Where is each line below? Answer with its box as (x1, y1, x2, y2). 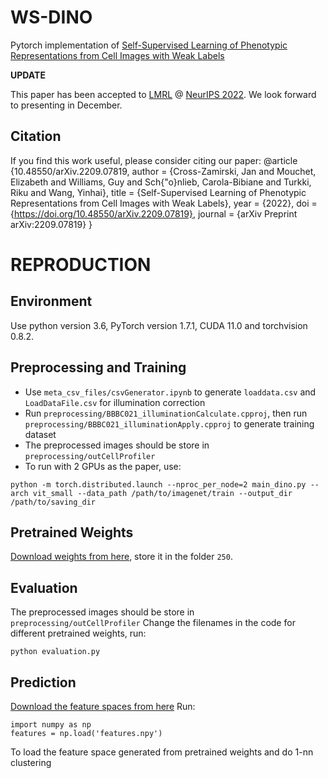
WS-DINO (10, 6, 93, 29)
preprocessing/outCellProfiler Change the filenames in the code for (10, 617, 296, 629)
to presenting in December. (10, 99, 123, 111)
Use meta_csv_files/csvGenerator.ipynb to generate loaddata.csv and (24, 386, 317, 398)
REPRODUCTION (10, 253, 152, 276)
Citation (10, 128, 62, 145)
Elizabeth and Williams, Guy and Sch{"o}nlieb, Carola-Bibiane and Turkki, (10, 176, 312, 188)
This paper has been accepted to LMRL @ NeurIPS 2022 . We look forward (10, 88, 317, 100)
